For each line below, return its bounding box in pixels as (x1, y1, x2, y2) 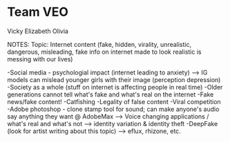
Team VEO (7, 4, 69, 20)
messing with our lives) (7, 54, 73, 63)
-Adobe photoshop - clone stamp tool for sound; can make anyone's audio (7, 105, 220, 113)
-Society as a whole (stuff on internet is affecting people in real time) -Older (7, 83, 223, 91)
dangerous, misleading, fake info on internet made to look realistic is (7, 48, 202, 56)
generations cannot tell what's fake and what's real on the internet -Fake (7, 90, 214, 99)
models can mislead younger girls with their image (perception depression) (7, 75, 221, 83)
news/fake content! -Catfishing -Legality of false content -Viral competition (7, 97, 221, 105)
